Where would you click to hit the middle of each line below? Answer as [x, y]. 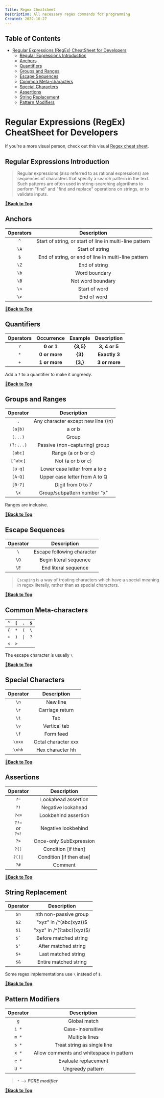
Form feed [56, 734]
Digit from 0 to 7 [73, 485]
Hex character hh [56, 750]
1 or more [51, 362]
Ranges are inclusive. [27, 505]
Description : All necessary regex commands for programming [68, 14]
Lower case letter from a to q [73, 469]
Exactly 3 [109, 354]
